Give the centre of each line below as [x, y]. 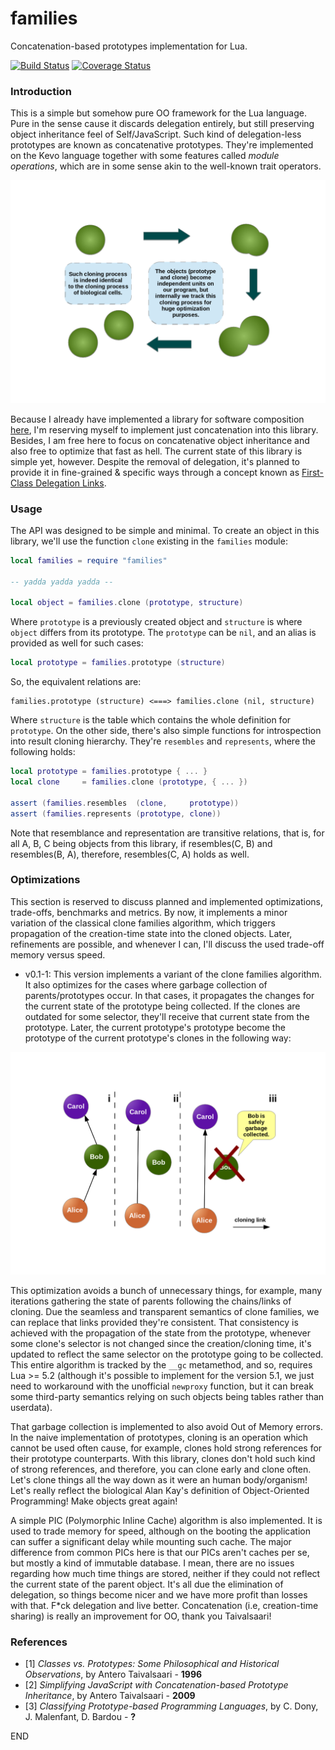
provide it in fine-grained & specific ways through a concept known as [155, 472]
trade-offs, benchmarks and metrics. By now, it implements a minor [149, 912]
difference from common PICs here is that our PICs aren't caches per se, [160, 1553]
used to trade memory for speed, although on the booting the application [160, 1531]
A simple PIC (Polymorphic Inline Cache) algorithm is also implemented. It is [166, 1521]
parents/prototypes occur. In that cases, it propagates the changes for [169, 995]
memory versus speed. [58, 954]
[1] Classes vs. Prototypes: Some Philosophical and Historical [152, 1664]
